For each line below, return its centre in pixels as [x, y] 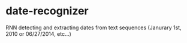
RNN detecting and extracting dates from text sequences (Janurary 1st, [93, 27]
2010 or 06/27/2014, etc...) [38, 33]
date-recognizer [47, 11]
